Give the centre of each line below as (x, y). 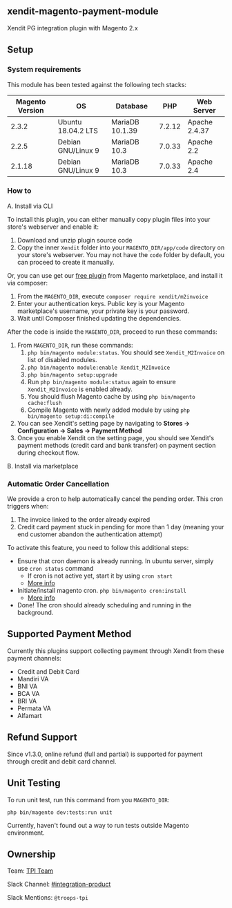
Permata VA (34, 708)
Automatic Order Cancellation (58, 484)
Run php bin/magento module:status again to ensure (101, 381)
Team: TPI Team (30, 871)
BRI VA (27, 701)
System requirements (44, 70)
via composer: (28, 283)
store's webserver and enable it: (53, 227)
